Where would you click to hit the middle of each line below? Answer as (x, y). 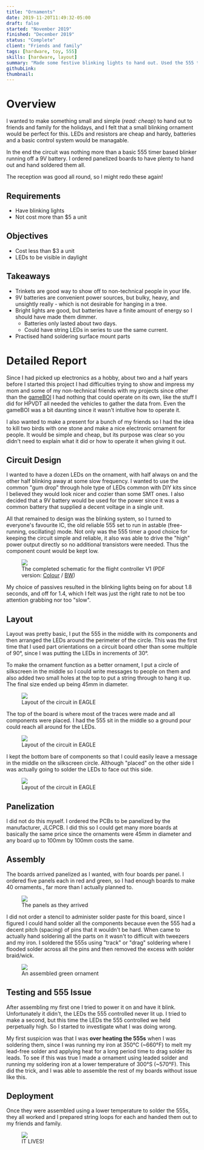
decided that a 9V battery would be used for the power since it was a (93, 501)
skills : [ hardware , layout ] (42, 57)
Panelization (30, 806)
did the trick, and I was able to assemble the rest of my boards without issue (102, 1070)
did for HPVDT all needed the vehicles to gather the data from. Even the (96, 403)
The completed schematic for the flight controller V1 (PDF (93, 569)
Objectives (27, 236)
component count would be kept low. (53, 551)
